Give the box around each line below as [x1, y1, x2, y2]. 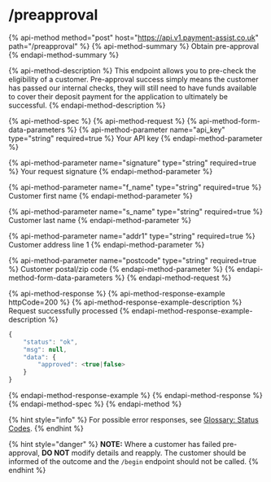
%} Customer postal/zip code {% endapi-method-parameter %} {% [8, 264, 235, 274]
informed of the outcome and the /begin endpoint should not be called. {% [8, 457, 259, 467]
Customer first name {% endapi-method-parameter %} [8, 191, 193, 200]
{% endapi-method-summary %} [8, 50, 120, 59]
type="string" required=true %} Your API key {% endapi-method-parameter [8, 133, 263, 143]
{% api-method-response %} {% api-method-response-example [8, 288, 225, 298]
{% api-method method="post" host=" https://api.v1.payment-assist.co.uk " [8, 33, 259, 42]
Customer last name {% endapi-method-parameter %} [8, 215, 192, 225]
